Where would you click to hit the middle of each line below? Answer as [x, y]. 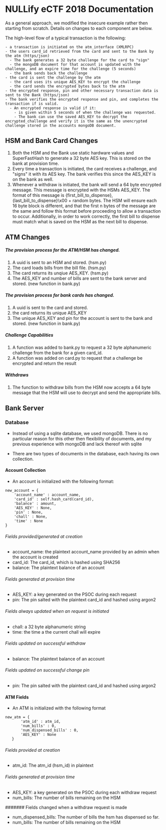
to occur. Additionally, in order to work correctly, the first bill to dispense [86, 216]
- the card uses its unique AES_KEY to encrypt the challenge [75, 82]
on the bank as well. [33, 179]
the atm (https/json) [28, 56]
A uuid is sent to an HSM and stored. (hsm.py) [59, 263]
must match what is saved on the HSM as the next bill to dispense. [80, 221]
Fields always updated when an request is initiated [57, 611]
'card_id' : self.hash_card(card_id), [54, 499]
